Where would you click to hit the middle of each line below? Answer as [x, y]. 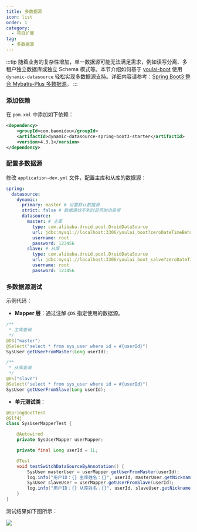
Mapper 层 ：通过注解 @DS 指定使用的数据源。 [69, 313]
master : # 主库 [45, 222]
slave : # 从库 [43, 249]
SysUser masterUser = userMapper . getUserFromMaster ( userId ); [103, 472]
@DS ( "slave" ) [22, 379]
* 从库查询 [20, 368]
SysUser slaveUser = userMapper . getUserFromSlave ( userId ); [101, 483]
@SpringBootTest [26, 413]
